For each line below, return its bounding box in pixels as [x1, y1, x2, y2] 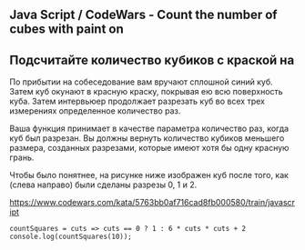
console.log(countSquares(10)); [9, 232, 132, 242]
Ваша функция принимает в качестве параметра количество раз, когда [9, 123, 290, 135]
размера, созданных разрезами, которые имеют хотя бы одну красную [9, 143, 290, 154]
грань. [9, 152, 35, 163]
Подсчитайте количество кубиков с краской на [9, 52, 295, 67]
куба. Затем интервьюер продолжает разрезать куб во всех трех [9, 95, 266, 107]
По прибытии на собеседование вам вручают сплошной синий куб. [9, 76, 273, 87]
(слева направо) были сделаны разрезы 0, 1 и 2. [9, 179, 198, 190]
